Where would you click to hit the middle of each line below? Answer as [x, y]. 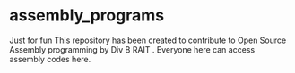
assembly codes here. [50, 59]
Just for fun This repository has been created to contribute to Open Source [148, 40]
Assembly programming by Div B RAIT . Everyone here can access [132, 49]
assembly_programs [87, 16]
